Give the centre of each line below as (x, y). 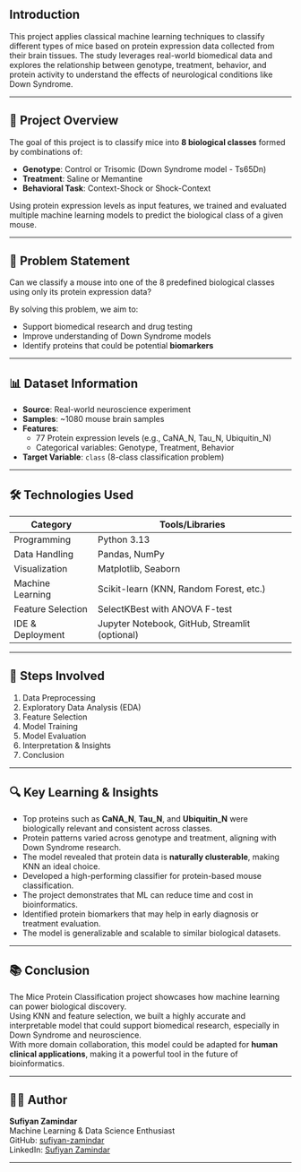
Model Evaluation (54, 736)
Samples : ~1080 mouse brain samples (93, 419)
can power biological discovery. (68, 1006)
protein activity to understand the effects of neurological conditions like (141, 74)
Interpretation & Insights (67, 745)
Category (52, 525)
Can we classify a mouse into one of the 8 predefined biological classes (142, 282)
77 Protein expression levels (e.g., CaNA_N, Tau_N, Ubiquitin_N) (153, 438)
